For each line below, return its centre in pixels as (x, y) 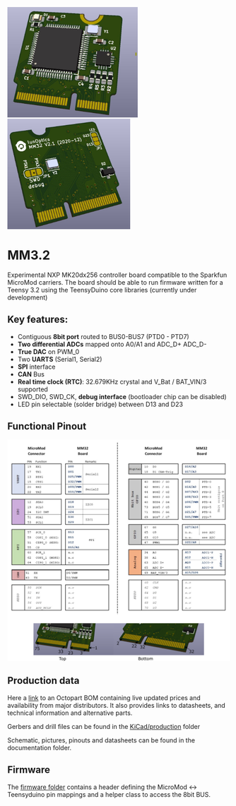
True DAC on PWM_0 (48, 351)
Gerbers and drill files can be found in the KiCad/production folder (104, 726)
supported (33, 389)
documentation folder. (40, 747)
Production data (43, 681)
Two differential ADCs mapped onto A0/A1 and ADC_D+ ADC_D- (112, 344)
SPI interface (36, 367)
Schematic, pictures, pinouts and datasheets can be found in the (101, 740)
